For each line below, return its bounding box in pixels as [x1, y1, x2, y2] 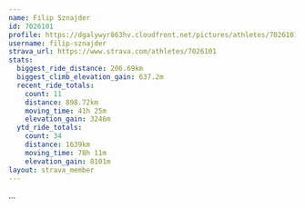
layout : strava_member [8, 165, 95, 174]
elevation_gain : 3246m [25, 114, 111, 124]
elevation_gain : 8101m [25, 156, 111, 166]
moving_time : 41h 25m [25, 106, 107, 115]
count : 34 [25, 132, 63, 141]
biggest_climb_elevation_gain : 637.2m [16, 73, 165, 82]
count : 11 [25, 89, 63, 98]
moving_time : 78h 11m [25, 148, 107, 157]
